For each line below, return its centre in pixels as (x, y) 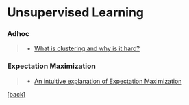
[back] (16, 94)
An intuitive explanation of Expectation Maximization (108, 81)
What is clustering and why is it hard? (87, 48)
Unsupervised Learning (76, 13)
